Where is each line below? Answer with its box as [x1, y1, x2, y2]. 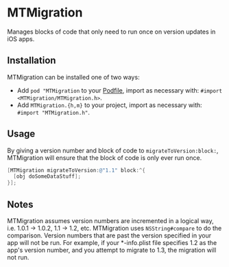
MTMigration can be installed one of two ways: [7, 73, 140, 81]
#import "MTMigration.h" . [16, 108, 91, 116]
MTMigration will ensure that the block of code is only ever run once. [7, 153, 202, 162]
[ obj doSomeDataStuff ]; [13, 173, 81, 180]
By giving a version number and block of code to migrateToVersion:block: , [7, 146, 219, 154]
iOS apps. [7, 34, 35, 43]
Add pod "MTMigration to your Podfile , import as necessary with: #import [16, 86, 223, 94]
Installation [7, 55, 56, 67]
